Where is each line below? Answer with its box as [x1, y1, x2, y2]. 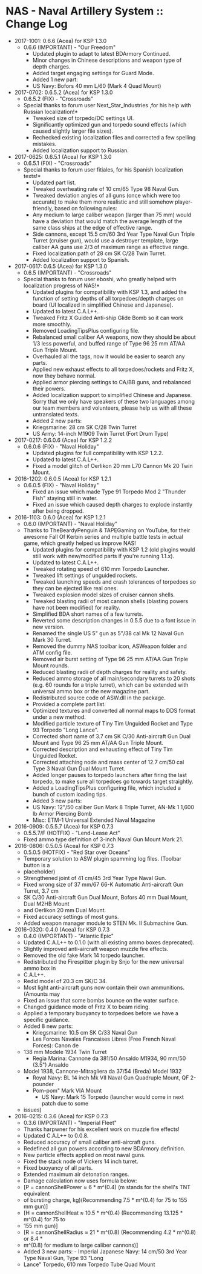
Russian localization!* [23, 108, 78, 115]
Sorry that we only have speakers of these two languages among [32, 398, 195, 405]
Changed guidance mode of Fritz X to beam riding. [23, 1003, 151, 1010]
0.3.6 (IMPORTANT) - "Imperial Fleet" [23, 1119, 117, 1126]
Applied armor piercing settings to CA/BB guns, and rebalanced [32, 378, 191, 385]
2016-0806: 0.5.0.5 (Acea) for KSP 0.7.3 [14, 842, 114, 849]
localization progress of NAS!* [23, 282, 100, 289]
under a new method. [32, 713, 86, 721]
